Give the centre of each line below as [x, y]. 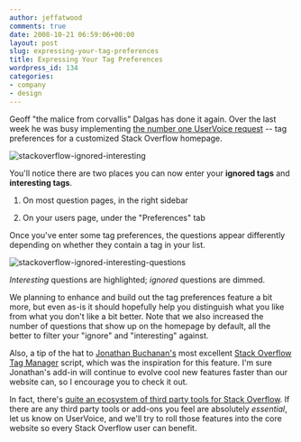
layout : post [34, 43]
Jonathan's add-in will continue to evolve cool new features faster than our [149, 372]
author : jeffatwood [46, 18]
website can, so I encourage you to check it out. [99, 382]
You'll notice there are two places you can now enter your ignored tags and [150, 173]
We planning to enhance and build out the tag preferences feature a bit [141, 297]
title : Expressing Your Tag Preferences [87, 60]
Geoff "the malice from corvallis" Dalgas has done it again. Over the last [143, 119]
